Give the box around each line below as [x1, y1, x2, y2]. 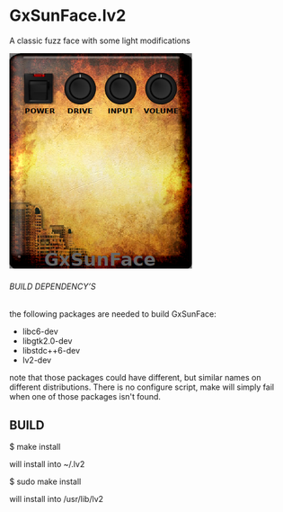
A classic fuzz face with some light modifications [9, 35, 190, 46]
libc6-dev [22, 326, 58, 337]
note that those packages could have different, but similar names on [9, 373, 261, 383]
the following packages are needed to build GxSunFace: [9, 309, 217, 319]
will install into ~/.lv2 [9, 458, 85, 469]
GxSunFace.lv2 [9, 5, 127, 26]
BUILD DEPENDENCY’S [9, 281, 96, 292]
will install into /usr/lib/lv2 [9, 493, 104, 504]
